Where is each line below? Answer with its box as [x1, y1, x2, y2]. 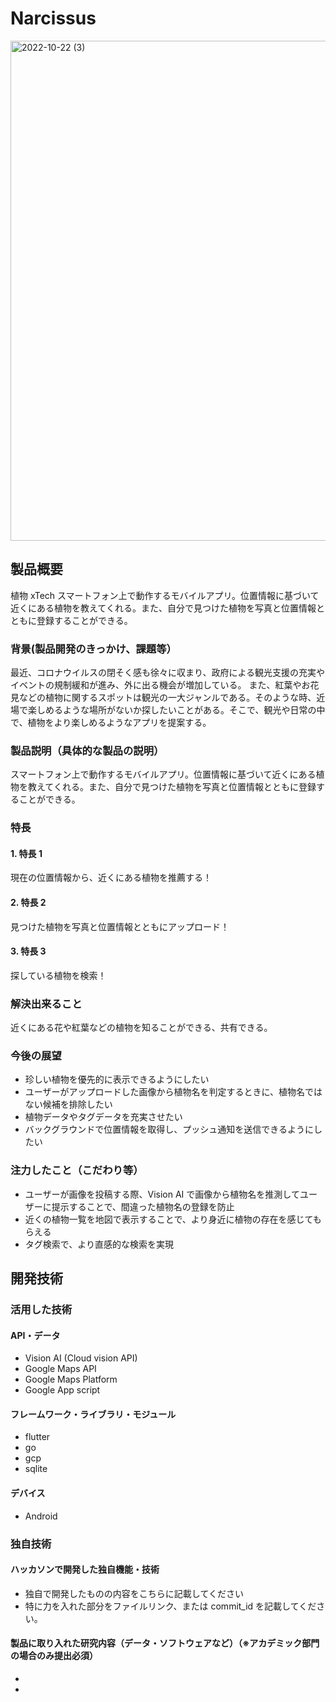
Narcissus [10, 7, 97, 30]
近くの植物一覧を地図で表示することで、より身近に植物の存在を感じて [24, 1213, 313, 1225]
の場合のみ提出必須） [10, 1650, 98, 1662]
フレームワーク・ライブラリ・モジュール [10, 1408, 177, 1420]
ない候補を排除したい [24, 1098, 113, 1111]
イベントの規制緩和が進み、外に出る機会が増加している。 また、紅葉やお [10, 679, 311, 691]
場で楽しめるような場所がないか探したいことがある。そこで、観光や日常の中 [10, 704, 326, 716]
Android [24, 1510, 58, 1522]
